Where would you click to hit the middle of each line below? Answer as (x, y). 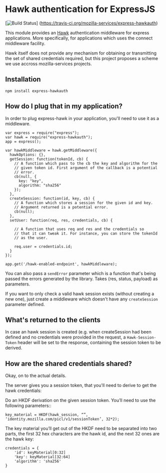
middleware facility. (25, 43)
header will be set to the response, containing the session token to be (89, 342)
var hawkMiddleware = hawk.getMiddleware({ (51, 150)
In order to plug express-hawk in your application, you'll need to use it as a (82, 118)
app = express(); (23, 141)
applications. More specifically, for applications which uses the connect (79, 38)
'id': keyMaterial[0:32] (40, 453)
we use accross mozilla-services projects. (48, 63)
